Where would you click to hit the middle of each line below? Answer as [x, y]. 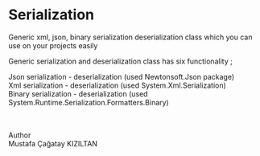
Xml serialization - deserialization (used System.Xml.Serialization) [118, 85]
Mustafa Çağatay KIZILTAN [53, 143]
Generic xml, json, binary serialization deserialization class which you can [130, 37]
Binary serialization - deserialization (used [78, 93]
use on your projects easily [53, 45]
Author [20, 135]
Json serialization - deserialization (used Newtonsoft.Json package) [122, 76]
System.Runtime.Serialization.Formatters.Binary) [89, 102]
